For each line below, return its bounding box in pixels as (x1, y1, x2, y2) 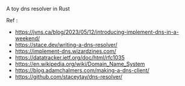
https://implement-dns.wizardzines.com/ (14, 48, 116, 55)
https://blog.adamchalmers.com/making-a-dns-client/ (14, 67, 149, 74)
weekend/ (14, 35, 40, 41)
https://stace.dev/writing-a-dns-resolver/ (14, 41, 118, 48)
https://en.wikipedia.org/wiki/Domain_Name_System (14, 60, 145, 67)
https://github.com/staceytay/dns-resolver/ (14, 73, 122, 80)
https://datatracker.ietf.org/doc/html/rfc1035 (14, 54, 125, 61)
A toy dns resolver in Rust (6, 5, 71, 12)
